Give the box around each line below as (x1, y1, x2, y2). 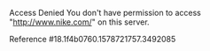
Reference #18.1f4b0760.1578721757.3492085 (9, 34, 176, 44)
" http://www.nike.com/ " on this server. (9, 17, 150, 27)
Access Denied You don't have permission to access (9, 8, 201, 18)
